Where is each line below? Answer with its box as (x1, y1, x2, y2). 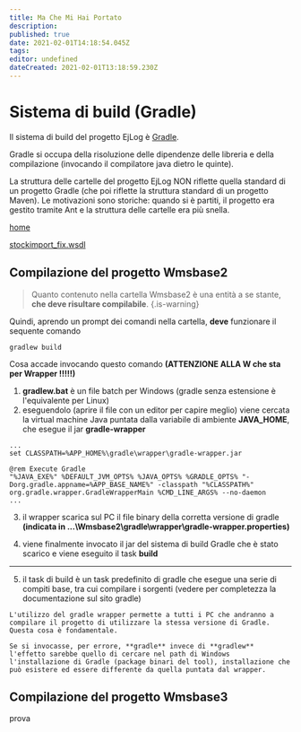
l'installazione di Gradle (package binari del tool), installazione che (9, 657, 291, 667)
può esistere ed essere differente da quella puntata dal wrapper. (9, 665, 267, 674)
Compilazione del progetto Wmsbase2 (9, 266, 228, 281)
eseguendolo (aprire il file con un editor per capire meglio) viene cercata (21, 405, 290, 415)
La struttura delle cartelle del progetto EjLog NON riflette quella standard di (9, 176, 287, 187)
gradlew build (9, 343, 63, 352)
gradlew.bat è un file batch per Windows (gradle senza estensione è (21, 385, 276, 396)
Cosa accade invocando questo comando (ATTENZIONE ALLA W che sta (9, 358, 281, 369)
